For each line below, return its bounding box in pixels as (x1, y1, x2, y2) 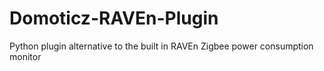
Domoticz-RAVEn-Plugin (9, 7, 219, 30)
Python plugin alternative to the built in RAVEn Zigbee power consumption (9, 40, 314, 52)
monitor (9, 50, 42, 62)
